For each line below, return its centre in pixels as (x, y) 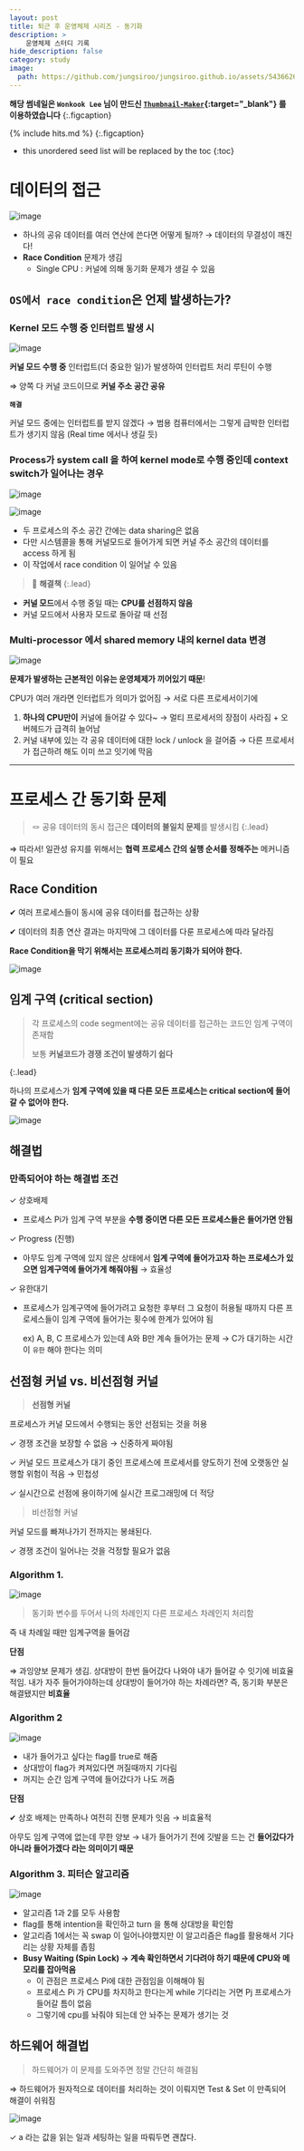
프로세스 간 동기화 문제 (88, 800)
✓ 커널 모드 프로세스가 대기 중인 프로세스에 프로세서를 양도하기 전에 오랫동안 (144, 1463)
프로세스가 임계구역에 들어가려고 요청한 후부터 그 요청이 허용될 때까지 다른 (153, 1308)
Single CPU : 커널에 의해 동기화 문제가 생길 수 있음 (125, 268)
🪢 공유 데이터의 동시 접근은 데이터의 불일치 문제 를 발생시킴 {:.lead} (150, 827)
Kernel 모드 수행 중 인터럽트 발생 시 (82, 328)
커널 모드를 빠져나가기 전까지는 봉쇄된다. (81, 1532)
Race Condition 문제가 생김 (72, 257)
